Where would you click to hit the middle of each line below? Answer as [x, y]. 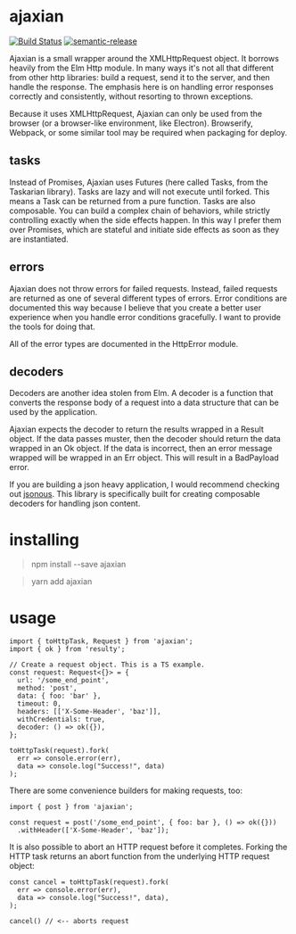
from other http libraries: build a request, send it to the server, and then [140, 77]
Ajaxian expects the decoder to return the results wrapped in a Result [137, 429]
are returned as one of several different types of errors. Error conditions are [148, 298]
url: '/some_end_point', [63, 681]
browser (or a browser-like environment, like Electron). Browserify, [132, 123]
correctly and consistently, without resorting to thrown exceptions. [132, 96]
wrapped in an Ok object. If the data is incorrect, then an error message [141, 449]
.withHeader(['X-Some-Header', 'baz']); [93, 831]
